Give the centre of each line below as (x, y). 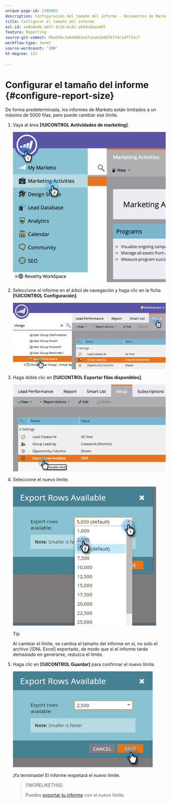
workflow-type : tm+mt (28, 43)
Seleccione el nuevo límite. (41, 479)
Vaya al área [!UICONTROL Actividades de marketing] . (71, 125)
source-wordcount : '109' (32, 48)
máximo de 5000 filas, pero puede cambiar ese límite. (62, 115)
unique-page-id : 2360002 (32, 11)
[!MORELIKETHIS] (44, 785)
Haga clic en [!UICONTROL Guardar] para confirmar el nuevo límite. (84, 664)
